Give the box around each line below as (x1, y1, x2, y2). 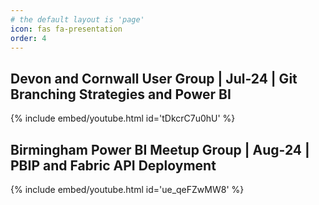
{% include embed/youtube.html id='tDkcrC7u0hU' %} (10, 112, 236, 125)
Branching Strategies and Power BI (10, 86, 232, 103)
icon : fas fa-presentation (10, 24, 123, 34)
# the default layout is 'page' (10, 14, 145, 25)
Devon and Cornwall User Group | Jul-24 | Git (10, 70, 298, 87)
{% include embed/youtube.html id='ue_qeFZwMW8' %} (10, 184, 245, 195)
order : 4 (10, 33, 47, 43)
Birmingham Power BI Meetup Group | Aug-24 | (10, 141, 310, 158)
